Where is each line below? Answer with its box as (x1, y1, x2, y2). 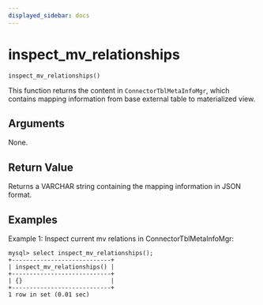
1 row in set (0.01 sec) (8, 291, 90, 299)
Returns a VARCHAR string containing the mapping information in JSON (8, 182, 242, 191)
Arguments (8, 116, 66, 130)
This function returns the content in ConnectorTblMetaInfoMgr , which (8, 85, 231, 95)
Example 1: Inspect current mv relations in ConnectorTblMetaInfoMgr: (8, 234, 235, 243)
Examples (8, 213, 58, 226)
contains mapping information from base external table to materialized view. (8, 94, 256, 104)
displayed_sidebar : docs (8, 11, 90, 20)
